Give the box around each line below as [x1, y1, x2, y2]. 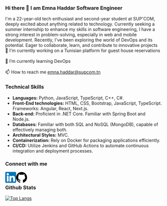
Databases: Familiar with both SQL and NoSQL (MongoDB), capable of [12, 121, 159, 127]
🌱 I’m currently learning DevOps [5, 58, 71, 64]
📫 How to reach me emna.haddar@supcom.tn [5, 69, 101, 75]
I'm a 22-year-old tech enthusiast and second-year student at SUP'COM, [5, 16, 156, 22]
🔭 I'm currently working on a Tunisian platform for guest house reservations [5, 47, 161, 54]
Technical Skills [5, 83, 44, 90]
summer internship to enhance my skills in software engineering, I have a [5, 26, 156, 32]
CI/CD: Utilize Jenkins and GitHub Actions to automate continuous [12, 142, 149, 149]
